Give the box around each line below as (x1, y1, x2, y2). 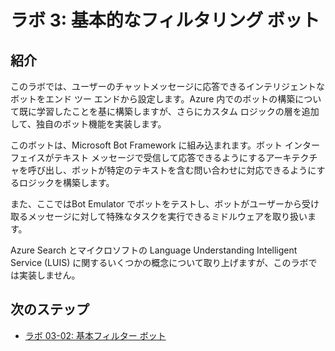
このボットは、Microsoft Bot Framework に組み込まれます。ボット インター (10, 139, 320, 151)
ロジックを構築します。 (18, 177, 115, 188)
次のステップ (10, 301, 90, 318)
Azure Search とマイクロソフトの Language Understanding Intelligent (10, 244, 298, 256)
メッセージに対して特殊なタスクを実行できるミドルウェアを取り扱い (27, 211, 308, 222)
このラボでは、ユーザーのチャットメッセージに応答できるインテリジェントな (10, 81, 326, 92)
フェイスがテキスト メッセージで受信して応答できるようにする (10, 152, 267, 163)
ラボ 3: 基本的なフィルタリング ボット (10, 9, 320, 32)
